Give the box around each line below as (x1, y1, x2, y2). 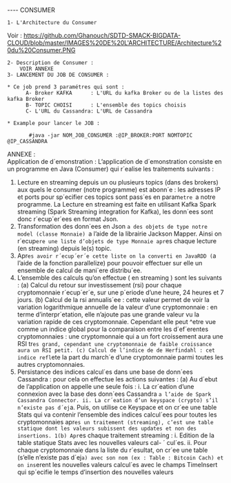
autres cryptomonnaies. (17, 361, 85, 368)
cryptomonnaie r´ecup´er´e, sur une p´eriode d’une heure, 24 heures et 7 (17, 288, 224, 296)
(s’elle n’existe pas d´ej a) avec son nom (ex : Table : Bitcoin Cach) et (17, 453, 224, 462)
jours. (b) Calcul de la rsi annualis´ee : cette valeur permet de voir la (17, 296, 210, 303)
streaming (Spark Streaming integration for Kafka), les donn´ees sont (17, 207, 214, 216)
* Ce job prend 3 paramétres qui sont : (7, 84, 125, 91)
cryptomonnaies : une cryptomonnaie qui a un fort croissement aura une (17, 332, 223, 341)
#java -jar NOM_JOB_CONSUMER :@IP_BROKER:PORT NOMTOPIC (28, 132, 193, 139)
